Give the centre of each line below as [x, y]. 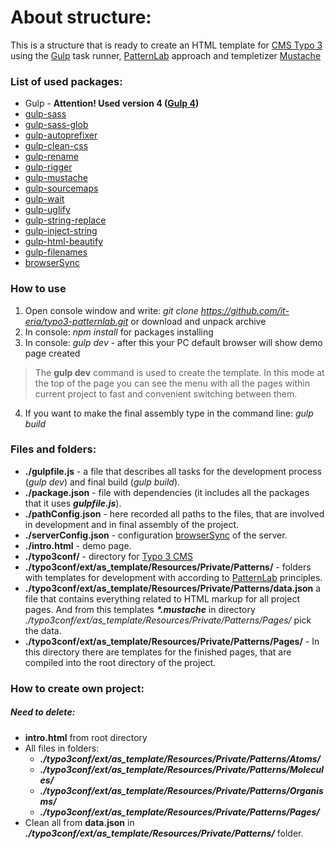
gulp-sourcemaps [61, 188]
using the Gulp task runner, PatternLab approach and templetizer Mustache [166, 55]
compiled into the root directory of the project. [120, 662]
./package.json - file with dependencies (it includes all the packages [167, 492]
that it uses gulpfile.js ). [73, 503]
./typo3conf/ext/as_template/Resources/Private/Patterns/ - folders [168, 567]
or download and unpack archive [198, 321]
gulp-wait [44, 199]
